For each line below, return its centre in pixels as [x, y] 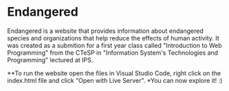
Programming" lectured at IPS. [50, 60]
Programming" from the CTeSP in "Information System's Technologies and [113, 53]
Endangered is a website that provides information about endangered [106, 31]
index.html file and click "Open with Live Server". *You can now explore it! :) [115, 80]
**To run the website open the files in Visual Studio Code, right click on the [114, 73]
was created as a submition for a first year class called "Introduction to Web [115, 45]
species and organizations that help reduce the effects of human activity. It [113, 38]
